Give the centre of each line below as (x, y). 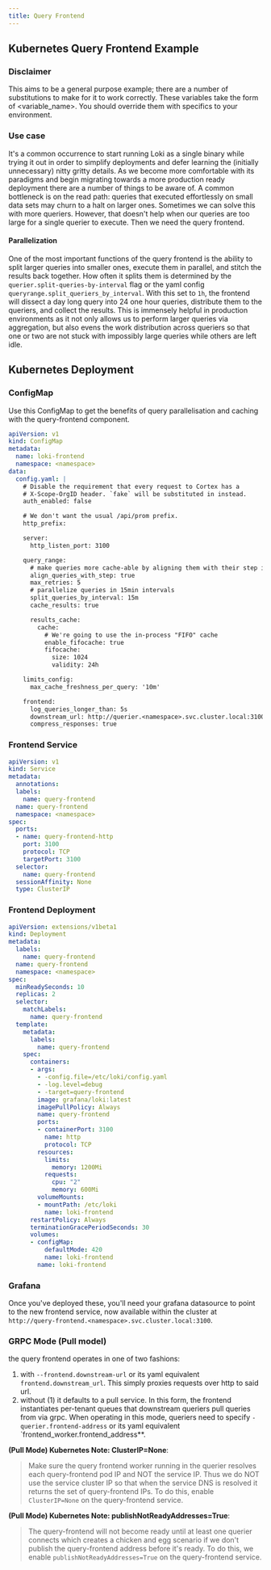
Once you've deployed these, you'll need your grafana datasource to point (132, 1303)
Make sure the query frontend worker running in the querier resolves (142, 1466)
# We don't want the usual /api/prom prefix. (101, 516)
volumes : (44, 1235)
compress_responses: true (73, 724)
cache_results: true (64, 605)
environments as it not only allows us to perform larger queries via (118, 318)
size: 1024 (70, 658)
